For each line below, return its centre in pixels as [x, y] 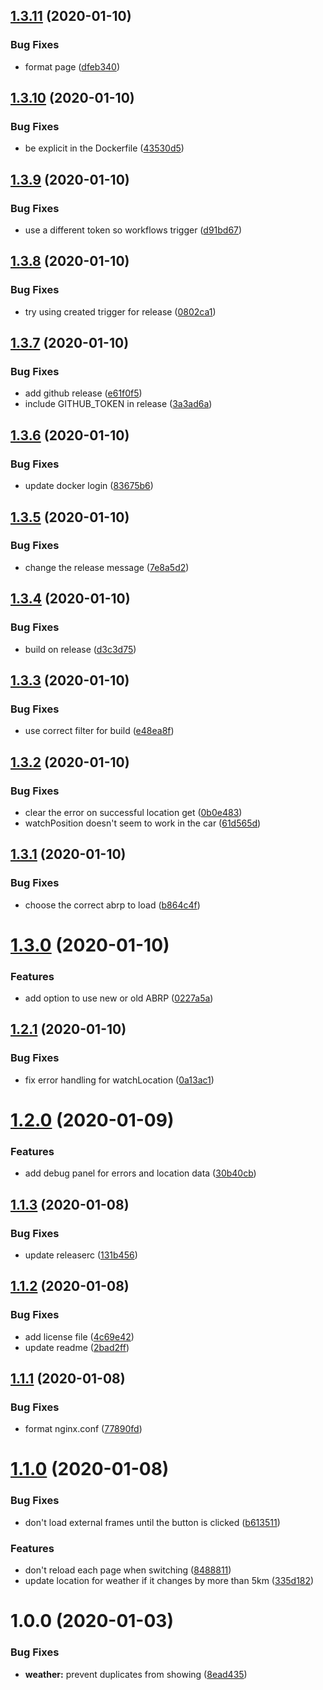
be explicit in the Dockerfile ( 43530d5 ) [104, 148]
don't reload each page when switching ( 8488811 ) [128, 1570]
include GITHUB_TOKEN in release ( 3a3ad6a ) [118, 404]
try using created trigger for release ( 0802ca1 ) [120, 311]
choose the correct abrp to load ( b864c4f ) [112, 905]
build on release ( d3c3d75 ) [80, 649]
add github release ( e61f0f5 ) [83, 393]
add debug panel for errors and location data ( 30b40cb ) [140, 1173]
